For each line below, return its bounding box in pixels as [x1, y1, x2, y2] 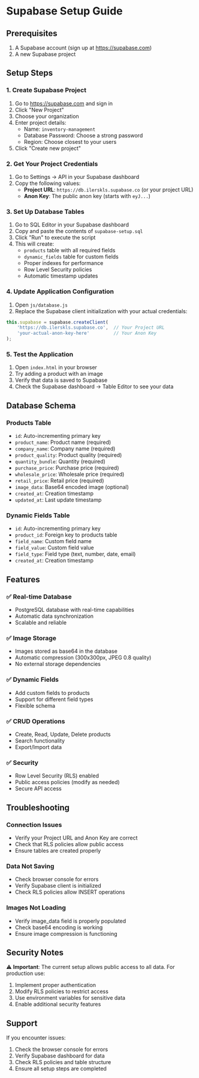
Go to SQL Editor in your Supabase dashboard [14, 221, 129, 228]
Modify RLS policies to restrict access [14, 988, 109, 995]
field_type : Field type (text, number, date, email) [14, 550, 136, 558]
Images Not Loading [6, 903, 66, 912]
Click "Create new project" [14, 145, 82, 152]
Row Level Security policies [23, 266, 92, 273]
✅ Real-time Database [6, 592, 72, 600]
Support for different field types [14, 696, 94, 703]
